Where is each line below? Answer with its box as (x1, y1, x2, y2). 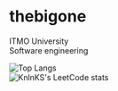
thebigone (9, 6, 87, 27)
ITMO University (9, 36, 69, 46)
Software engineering (9, 45, 89, 55)
